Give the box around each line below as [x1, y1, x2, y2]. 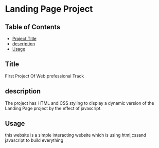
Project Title [12, 36, 36, 41]
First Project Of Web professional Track [5, 73, 84, 79]
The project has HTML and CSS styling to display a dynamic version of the [5, 100, 154, 106]
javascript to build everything [5, 137, 64, 143]
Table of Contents [5, 23, 61, 31]
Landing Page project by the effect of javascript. [5, 105, 102, 111]
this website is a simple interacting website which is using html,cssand [5, 132, 146, 138]
